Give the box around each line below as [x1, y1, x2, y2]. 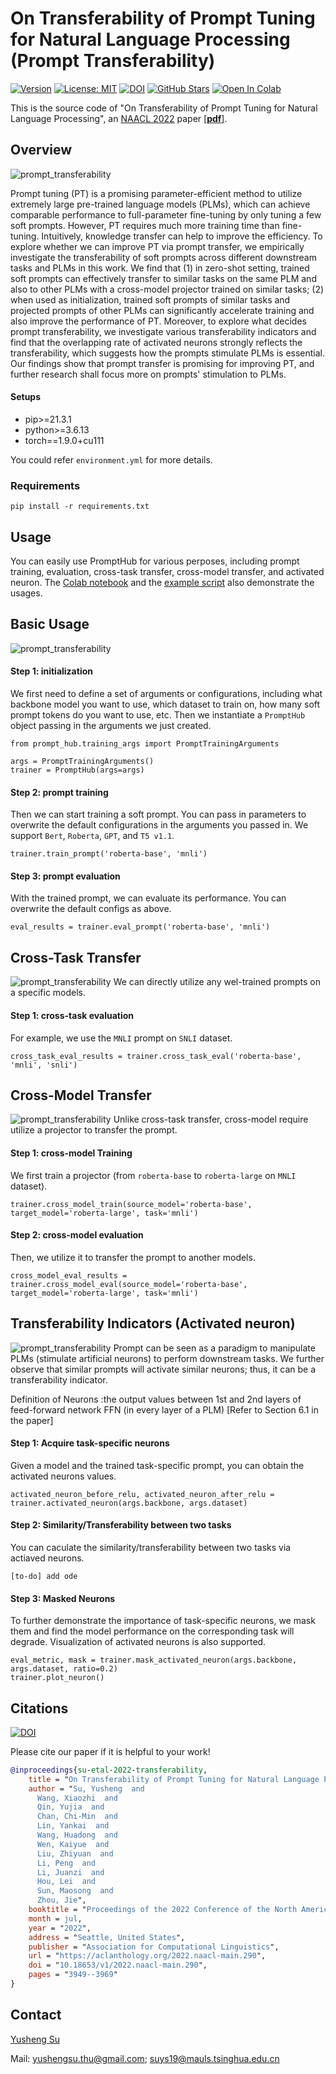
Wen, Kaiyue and [36, 1839, 110, 1849]
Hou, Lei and [36, 1877, 97, 1887]
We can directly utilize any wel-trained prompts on [113, 976, 321, 988]
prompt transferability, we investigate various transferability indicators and [10, 325, 317, 337]
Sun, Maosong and [36, 1886, 114, 1896]
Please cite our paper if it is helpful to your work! [10, 1745, 211, 1757]
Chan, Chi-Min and [36, 1812, 118, 1822]
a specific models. [10, 987, 87, 999]
